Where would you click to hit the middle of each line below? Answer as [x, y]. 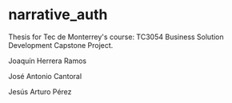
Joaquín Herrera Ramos [48, 61]
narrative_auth [58, 15]
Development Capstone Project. [61, 45]
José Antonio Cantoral [45, 76]
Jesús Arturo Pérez [40, 91]
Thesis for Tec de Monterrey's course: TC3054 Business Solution [116, 37]
